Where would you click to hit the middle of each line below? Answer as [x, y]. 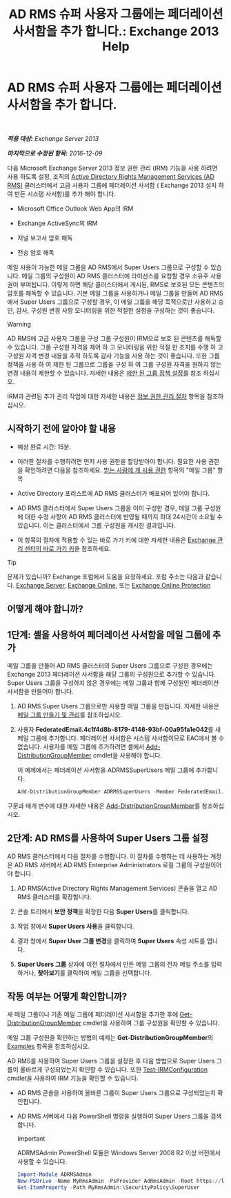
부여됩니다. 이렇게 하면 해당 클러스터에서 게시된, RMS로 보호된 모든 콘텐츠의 [122, 284]
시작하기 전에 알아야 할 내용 [61, 429]
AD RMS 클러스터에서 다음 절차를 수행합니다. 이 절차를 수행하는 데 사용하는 [108, 856]
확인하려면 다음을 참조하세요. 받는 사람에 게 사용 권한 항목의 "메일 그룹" [120, 470]
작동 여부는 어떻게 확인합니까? [67, 997]
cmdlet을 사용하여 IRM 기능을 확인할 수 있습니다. [73, 1079]
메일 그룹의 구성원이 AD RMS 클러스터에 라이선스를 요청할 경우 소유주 [115, 276]
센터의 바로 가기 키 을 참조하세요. [68, 548]
